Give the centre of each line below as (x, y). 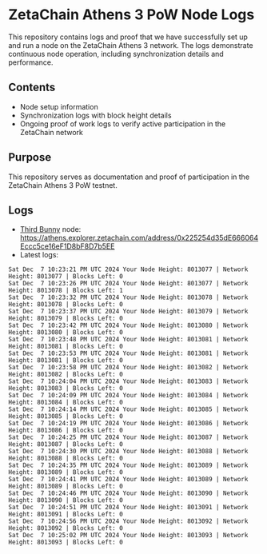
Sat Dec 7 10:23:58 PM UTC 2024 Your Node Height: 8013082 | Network (128, 368)
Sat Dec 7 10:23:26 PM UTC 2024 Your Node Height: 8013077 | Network (128, 284)
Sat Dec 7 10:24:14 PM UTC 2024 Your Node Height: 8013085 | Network (128, 409)
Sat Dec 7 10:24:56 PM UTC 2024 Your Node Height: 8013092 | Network (128, 521)
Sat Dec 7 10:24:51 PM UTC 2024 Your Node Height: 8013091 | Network (128, 508)
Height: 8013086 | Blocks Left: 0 (66, 430)
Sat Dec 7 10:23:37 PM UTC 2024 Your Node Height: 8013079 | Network (128, 312)
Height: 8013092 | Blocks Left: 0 (66, 528)
